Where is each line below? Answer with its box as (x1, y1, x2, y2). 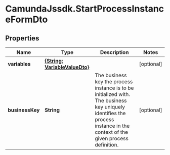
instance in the (95, 122, 130, 129)
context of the (95, 129, 128, 135)
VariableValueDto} (45, 64, 90, 71)
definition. (95, 141, 119, 148)
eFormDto (5, 14, 48, 25)
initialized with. (95, 91, 131, 97)
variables (8, 61, 31, 67)
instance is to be (95, 84, 134, 91)
